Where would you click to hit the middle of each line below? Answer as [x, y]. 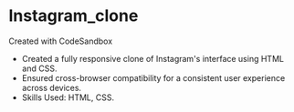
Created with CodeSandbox [61, 41]
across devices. [52, 87]
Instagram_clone [73, 16]
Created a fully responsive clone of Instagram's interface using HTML [153, 58]
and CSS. [39, 68]
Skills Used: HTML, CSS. [68, 97]
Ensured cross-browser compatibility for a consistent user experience [153, 77]
